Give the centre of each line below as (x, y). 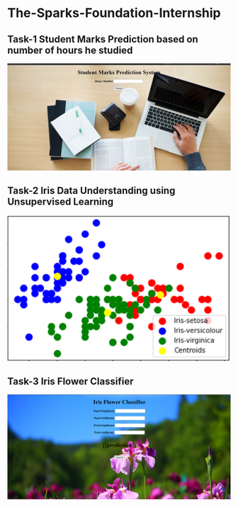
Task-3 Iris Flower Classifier (70, 381)
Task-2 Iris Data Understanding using (91, 190)
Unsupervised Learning (61, 201)
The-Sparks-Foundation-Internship (114, 13)
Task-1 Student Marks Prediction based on (103, 39)
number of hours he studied (70, 50)
